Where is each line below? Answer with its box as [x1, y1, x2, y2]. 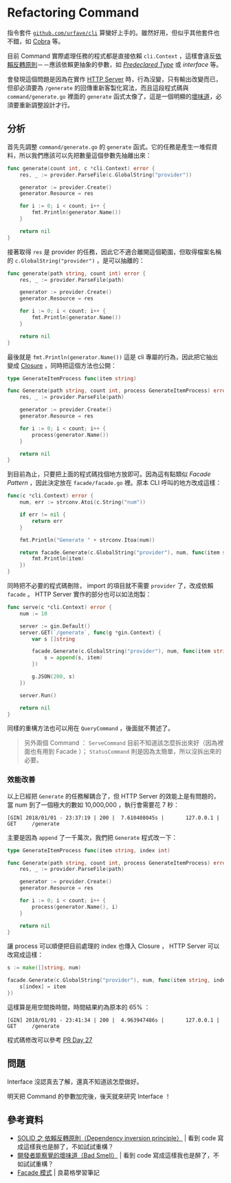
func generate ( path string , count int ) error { [7, 270, 146, 277]
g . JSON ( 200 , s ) [32, 673, 76, 680]
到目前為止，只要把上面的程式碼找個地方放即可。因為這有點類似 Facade [7, 470, 211, 478]
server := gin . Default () [19, 622, 91, 630]
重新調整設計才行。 [19, 101, 74, 109]
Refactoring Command [7, 5, 140, 21]
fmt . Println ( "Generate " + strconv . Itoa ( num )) [19, 536, 155, 544]
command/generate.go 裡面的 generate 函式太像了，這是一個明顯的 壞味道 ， [7, 92, 217, 101]
